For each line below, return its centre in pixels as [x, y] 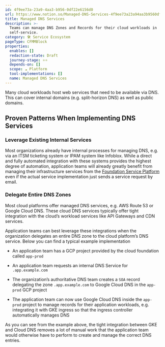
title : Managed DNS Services [35, 19]
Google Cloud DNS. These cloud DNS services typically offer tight [72, 211]
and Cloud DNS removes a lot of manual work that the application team [77, 330]
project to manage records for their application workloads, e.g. [86, 304]
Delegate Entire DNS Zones [38, 195]
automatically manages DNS [41, 315]
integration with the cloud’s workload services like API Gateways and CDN [80, 216]
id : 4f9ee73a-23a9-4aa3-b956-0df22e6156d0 [49, 10]
